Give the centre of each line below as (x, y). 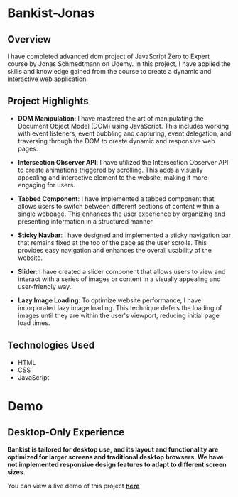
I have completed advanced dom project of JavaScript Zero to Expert (109, 56)
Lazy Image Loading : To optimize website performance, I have (109, 300)
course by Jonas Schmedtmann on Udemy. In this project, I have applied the (119, 64)
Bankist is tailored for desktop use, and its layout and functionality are (113, 449)
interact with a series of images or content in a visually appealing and (119, 279)
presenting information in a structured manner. (86, 221)
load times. (34, 323)
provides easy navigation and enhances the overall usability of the (114, 250)
